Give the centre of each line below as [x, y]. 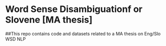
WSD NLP [16, 39]
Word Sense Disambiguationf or [74, 9]
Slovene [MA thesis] [49, 20]
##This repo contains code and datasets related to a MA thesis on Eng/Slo [83, 33]
